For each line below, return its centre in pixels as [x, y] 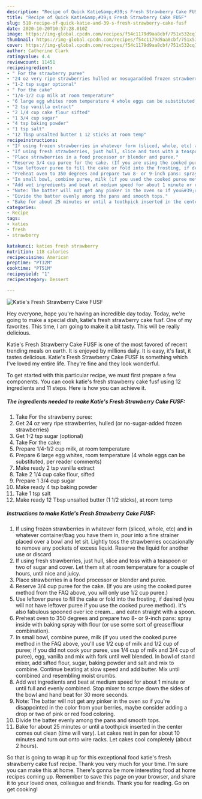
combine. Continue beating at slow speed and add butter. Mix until [97, 669]
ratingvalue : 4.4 [28, 56]
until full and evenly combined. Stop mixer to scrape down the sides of [102, 688]
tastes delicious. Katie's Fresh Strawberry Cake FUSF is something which [97, 357]
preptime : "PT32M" [30, 263]
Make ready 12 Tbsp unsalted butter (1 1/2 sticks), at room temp [94, 500]
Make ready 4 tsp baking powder [56, 487]
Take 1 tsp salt [33, 493]
